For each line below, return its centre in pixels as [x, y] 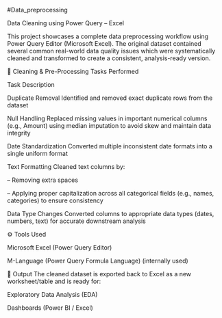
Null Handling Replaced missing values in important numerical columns [107, 118]
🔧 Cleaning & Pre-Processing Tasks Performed [73, 71]
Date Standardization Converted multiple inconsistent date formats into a [110, 146]
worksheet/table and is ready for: [54, 281]
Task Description [31, 84]
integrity [19, 133]
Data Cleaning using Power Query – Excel [66, 23]
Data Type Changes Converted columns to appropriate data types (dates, [111, 214]
